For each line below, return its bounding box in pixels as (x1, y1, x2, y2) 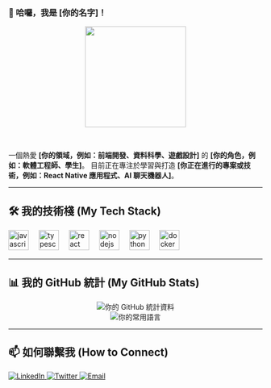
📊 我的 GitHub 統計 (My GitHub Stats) (8, 276, 200, 290)
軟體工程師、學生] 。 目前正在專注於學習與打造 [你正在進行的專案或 (22, 161, 244, 170)
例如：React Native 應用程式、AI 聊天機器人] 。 (22, 171, 179, 181)
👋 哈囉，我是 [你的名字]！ (8, 6, 107, 18)
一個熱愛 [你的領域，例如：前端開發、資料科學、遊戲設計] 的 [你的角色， (8, 151, 248, 161)
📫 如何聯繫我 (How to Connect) (8, 345, 169, 360)
